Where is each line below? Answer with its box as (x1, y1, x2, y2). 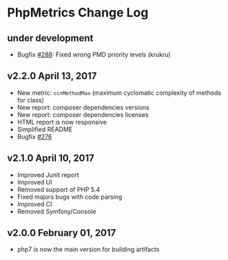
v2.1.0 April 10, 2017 (7, 153, 95, 164)
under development (7, 32, 94, 44)
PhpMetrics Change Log (7, 5, 149, 21)
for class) (17, 96, 45, 104)
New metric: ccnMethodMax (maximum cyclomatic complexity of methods (17, 88, 222, 97)
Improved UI (17, 177, 52, 186)
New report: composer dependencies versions (17, 103, 149, 111)
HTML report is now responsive (17, 118, 107, 126)
